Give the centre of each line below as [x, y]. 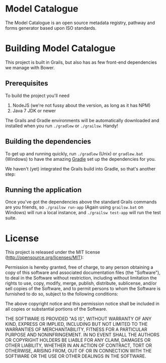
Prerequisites [27, 83]
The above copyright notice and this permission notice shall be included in [82, 304]
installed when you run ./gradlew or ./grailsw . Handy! [62, 126]
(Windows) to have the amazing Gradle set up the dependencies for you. [80, 159]
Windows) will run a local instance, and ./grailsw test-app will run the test [83, 213]
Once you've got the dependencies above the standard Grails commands [81, 202]
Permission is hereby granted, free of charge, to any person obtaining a [79, 267]
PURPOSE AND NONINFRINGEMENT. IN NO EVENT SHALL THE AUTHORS [82, 335]
